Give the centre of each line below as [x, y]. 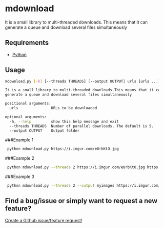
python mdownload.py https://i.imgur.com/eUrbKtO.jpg [63, 149]
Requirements [27, 43]
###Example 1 [19, 140]
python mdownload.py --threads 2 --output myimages [61, 186]
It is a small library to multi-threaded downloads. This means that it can [76, 22]
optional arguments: [26, 117]
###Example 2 [20, 158]
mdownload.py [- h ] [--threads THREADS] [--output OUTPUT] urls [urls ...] [83, 81]
